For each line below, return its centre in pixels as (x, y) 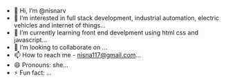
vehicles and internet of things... (59, 25)
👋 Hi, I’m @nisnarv (40, 11)
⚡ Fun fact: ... (32, 73)
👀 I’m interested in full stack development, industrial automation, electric (116, 18)
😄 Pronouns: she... (41, 65)
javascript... (30, 40)
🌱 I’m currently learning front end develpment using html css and (106, 32)
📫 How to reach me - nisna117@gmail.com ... (77, 55)
